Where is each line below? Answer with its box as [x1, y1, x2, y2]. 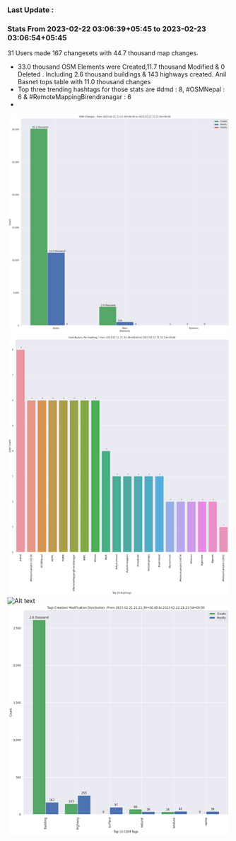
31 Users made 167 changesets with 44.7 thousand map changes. [7, 49, 199, 57]
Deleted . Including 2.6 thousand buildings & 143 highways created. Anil [17, 70, 227, 79]
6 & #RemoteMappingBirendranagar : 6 [17, 93, 132, 101]
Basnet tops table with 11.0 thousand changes [17, 78, 151, 86]
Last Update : [7, 5, 54, 15]
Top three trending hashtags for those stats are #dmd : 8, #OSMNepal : [17, 85, 225, 93]
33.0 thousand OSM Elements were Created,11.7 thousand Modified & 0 [17, 62, 225, 71]
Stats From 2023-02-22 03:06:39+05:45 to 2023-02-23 [7, 23, 206, 33]
